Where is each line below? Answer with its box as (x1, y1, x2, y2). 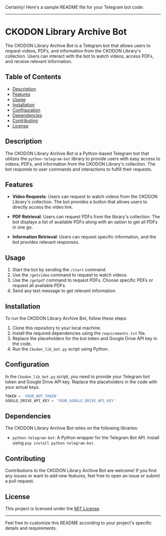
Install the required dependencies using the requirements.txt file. (12, 330, 146, 336)
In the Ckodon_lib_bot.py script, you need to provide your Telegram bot (5, 373, 150, 379)
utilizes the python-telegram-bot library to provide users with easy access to (5, 156, 161, 162)
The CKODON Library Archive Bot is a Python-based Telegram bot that (5, 150, 149, 156)
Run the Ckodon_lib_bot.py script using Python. (12, 346, 109, 352)
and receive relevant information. (5, 58, 73, 64)
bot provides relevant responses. (12, 239, 80, 245)
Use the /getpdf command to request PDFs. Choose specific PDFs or (12, 277, 153, 283)
